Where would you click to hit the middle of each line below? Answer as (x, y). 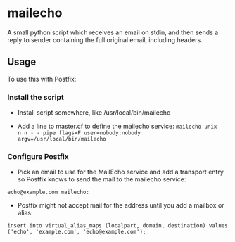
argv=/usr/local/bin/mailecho (62, 139)
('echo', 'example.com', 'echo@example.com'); (77, 232)
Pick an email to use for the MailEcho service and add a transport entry (120, 172)
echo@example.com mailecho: (49, 192)
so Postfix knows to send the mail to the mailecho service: (102, 179)
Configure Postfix (38, 156)
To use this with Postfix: (42, 79)
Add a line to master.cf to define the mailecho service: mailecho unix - (120, 126)
